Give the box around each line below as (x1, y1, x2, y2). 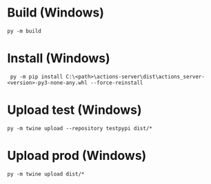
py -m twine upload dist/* (7, 170, 85, 177)
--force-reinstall (90, 79, 143, 86)
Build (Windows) (7, 5, 105, 21)
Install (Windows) (7, 50, 110, 66)
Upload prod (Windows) (7, 148, 147, 163)
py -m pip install (10, 73, 63, 80)
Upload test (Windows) (7, 102, 143, 118)
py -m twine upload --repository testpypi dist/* (7, 125, 153, 132)
